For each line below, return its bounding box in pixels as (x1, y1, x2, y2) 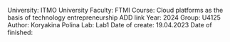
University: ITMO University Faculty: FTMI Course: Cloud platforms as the (7, 6, 224, 14)
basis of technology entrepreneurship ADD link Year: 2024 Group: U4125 (7, 13, 221, 22)
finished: (7, 28, 33, 36)
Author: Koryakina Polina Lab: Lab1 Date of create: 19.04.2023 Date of (7, 21, 212, 29)
